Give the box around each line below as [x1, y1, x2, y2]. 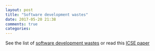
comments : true [5, 21, 38, 27]
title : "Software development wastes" [5, 12, 88, 17]
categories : [5, 26, 31, 31]
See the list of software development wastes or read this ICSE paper [5, 40, 150, 46]
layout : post [5, 7, 33, 13]
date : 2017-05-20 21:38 [5, 17, 56, 22]
